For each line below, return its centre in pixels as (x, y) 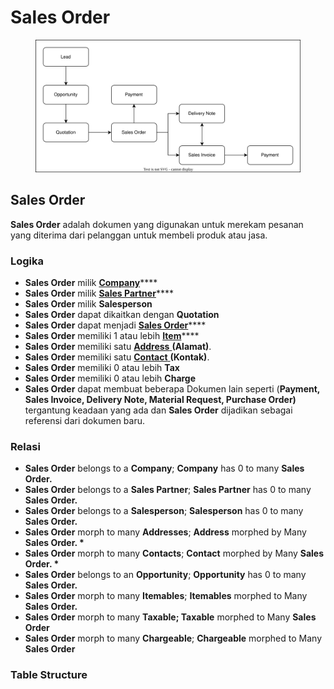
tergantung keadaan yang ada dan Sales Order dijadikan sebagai (158, 410)
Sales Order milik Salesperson (88, 304)
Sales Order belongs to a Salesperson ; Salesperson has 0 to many (164, 511)
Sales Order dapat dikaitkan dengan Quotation (122, 315)
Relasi (25, 446)
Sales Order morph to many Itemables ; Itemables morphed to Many (166, 596)
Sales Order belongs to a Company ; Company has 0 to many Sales (164, 468)
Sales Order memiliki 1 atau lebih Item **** (112, 336)
